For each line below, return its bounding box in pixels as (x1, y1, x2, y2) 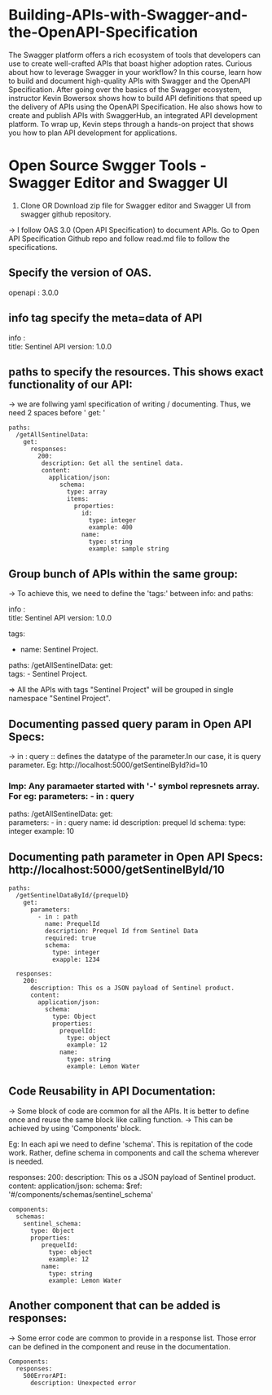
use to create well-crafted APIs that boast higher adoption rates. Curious (8, 59, 252, 68)
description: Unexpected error (29, 1379, 137, 1387)
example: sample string (88, 545, 169, 553)
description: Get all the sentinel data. (41, 459, 184, 467)
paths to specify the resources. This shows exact (8, 365, 264, 379)
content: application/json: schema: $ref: (8, 1181, 143, 1191)
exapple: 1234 (51, 955, 100, 964)
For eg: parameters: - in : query (8, 790, 134, 801)
